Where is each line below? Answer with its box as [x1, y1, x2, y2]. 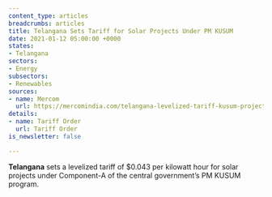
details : [8, 110, 38, 118]
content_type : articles [8, 11, 89, 20]
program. [8, 179, 40, 189]
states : [8, 42, 35, 50]
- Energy [8, 65, 38, 73]
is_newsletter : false [8, 132, 82, 140]
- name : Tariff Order [8, 118, 82, 126]
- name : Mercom [8, 95, 60, 103]
